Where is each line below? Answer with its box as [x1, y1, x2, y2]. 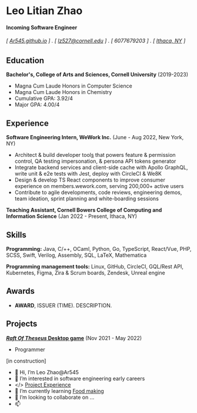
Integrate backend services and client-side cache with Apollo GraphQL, [14, 164, 188, 171]
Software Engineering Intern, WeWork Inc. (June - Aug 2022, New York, [6, 134, 184, 141]
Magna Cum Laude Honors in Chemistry [14, 89, 112, 96]
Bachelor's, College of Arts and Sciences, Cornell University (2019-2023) [6, 71, 189, 78]
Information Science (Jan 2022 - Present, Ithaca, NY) [6, 213, 137, 220]
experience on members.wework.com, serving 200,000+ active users [14, 183, 184, 190]
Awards [6, 286, 35, 296]
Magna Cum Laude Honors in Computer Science [14, 82, 132, 89]
